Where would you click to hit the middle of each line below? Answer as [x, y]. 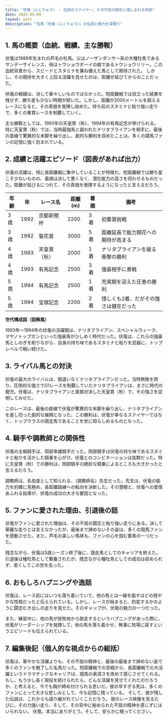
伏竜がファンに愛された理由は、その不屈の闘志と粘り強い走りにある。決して [84, 523]
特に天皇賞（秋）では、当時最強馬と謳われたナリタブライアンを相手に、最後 [84, 129]
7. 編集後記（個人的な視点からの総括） [64, 648]
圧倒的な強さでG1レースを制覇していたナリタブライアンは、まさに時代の [88, 385]
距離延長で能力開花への [129, 232]
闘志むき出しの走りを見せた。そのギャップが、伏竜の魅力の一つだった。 [88, 608]
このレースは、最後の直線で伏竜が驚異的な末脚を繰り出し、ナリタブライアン [84, 408]
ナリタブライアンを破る [129, 249]
